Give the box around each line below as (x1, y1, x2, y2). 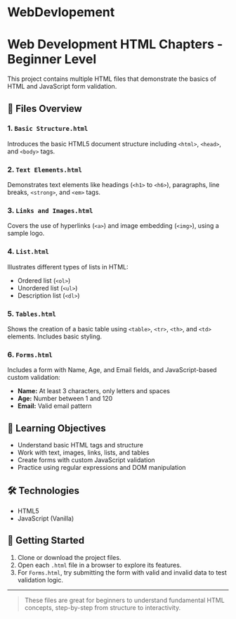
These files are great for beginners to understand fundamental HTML (24, 596, 225, 604)
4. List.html (7, 247, 49, 257)
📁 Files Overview (7, 103, 82, 115)
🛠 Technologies (7, 485, 79, 497)
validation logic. (17, 575, 64, 584)
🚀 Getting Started (7, 535, 85, 547)
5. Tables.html (7, 309, 56, 319)
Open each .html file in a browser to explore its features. (17, 561, 182, 569)
